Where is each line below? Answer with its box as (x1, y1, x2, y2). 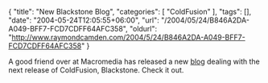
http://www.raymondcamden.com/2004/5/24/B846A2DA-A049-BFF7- (11, 32, 245, 42)
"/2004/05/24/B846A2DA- (160, 15, 249, 25)
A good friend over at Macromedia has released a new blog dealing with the (8, 56, 260, 66)
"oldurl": (129, 24, 158, 33)
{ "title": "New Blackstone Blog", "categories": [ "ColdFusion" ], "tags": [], (8, 7, 252, 16)
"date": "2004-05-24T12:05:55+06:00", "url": (8, 15, 159, 25)
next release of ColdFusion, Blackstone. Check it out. (8, 65, 184, 75)
